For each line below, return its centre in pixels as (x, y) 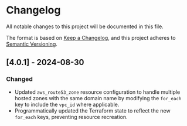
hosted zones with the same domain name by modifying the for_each (98, 98)
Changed (20, 79)
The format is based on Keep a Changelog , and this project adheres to (91, 38)
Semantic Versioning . (32, 44)
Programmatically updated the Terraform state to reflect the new (93, 110)
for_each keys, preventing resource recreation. (71, 117)
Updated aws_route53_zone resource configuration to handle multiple (97, 92)
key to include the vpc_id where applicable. (67, 104)
